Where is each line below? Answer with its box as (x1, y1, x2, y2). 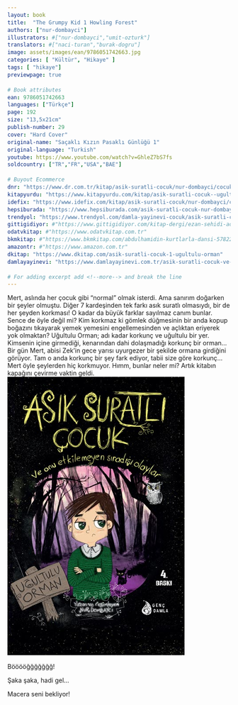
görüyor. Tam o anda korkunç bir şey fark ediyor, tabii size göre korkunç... (7, 354, 223, 362)
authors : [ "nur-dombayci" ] (7, 26, 87, 33)
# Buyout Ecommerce (7, 176, 65, 184)
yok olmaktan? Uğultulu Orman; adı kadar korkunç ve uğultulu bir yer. (7, 331, 210, 340)
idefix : (7, 199, 30, 206)
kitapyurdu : (7, 191, 42, 198)
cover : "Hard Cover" (7, 131, 69, 138)
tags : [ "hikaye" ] (7, 64, 62, 71)
